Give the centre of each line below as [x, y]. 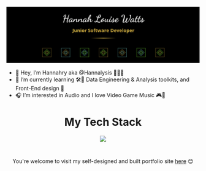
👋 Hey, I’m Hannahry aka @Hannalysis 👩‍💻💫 [70, 73]
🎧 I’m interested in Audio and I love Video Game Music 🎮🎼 [90, 95]
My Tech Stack [103, 122]
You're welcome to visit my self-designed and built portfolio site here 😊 [103, 161]
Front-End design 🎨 [40, 89]
